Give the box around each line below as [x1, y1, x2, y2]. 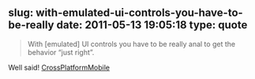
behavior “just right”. [27, 47, 95, 57]
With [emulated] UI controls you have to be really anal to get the [27, 39, 235, 48]
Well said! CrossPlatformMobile [8, 63, 111, 72]
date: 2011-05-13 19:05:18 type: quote [56, 19, 248, 32]
